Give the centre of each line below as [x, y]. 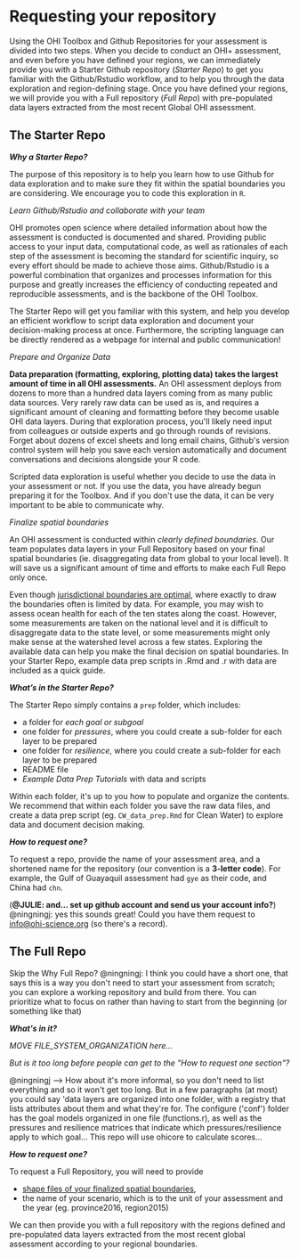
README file [45, 769]
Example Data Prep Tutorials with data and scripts [114, 779]
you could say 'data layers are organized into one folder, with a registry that [148, 1099]
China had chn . [36, 887]
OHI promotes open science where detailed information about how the [138, 227]
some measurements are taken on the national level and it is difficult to [139, 623]
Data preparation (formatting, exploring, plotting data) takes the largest [144, 374]
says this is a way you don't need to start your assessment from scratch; [142, 983]
